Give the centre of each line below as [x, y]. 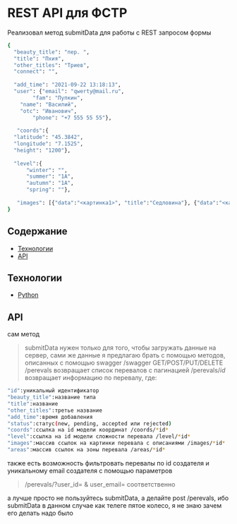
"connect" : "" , [36, 72]
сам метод [24, 334]
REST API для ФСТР [67, 13]
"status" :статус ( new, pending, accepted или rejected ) [90, 424]
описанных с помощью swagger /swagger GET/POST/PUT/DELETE [124, 363]
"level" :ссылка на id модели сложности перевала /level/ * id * [99, 437]
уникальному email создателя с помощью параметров [90, 470]
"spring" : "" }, [48, 190]
